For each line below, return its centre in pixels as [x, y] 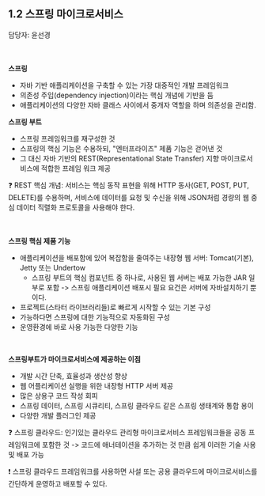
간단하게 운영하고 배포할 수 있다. [58, 483]
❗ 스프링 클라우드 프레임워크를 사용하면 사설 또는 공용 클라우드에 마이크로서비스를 [133, 471]
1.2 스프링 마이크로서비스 [66, 14]
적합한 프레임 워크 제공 [76, 168]
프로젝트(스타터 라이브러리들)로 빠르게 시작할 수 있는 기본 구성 [115, 307]
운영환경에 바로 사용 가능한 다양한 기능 [79, 327]
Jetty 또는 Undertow [52, 267]
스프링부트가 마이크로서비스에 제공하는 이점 [74, 359]
